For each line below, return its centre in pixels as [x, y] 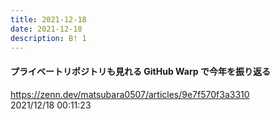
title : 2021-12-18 [48, 19]
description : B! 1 [48, 38]
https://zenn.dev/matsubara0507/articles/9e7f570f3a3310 [130, 94]
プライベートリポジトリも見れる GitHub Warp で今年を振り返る [140, 71]
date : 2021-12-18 [46, 29]
